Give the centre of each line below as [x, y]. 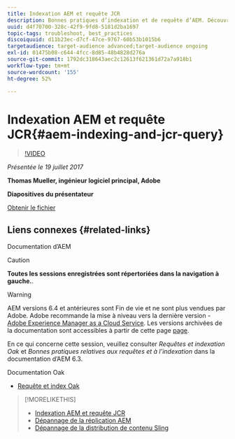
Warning [19, 295]
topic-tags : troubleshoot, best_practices [70, 33]
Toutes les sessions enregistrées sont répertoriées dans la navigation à [113, 274]
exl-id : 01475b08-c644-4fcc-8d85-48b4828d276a [76, 53]
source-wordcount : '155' [43, 72]
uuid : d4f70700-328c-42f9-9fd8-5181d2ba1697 [73, 27]
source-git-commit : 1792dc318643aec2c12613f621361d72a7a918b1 [100, 59]
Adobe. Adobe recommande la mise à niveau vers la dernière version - [109, 316]
